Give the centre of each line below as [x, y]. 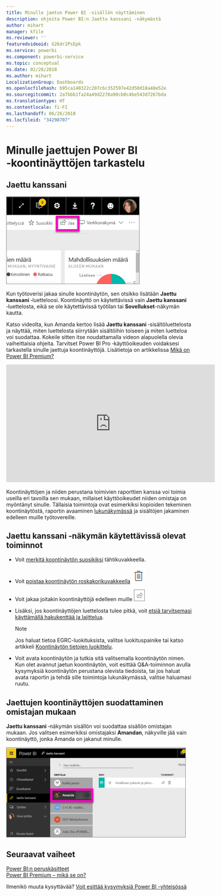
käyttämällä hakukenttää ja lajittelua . [59, 617]
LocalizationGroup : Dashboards [45, 82]
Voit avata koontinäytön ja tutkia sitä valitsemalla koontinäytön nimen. [100, 659]
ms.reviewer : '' [26, 38]
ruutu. [22, 684]
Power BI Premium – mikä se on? [46, 875]
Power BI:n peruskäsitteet [38, 868]
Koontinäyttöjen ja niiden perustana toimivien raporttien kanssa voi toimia [96, 492]
